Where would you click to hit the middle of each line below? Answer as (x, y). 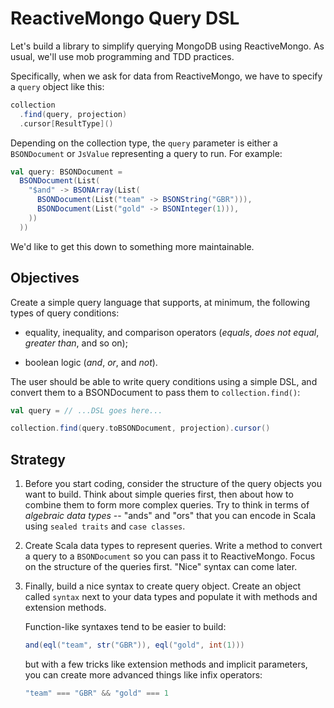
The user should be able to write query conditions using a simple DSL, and (164, 381)
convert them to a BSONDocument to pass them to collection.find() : (155, 392)
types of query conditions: (65, 313)
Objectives (45, 278)
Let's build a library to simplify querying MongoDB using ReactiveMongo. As (167, 46)
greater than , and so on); (76, 343)
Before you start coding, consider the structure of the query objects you (173, 484)
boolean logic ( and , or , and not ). (91, 362)
